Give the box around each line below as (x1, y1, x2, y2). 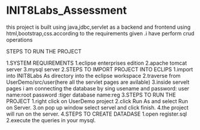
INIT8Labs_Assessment (6, 4, 127, 17)
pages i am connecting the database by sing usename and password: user (6, 84, 190, 92)
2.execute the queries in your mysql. (6, 116, 96, 123)
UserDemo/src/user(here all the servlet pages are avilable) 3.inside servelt (6, 78, 190, 86)
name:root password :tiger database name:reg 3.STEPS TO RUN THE (6, 91, 176, 98)
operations (6, 36, 33, 43)
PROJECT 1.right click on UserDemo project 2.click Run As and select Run (6, 97, 188, 105)
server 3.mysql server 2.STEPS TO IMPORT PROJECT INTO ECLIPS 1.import (6, 65, 193, 72)
